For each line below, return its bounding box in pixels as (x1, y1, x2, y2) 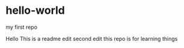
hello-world (5, 4, 66, 17)
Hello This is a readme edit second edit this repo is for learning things (5, 35, 178, 42)
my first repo (5, 23, 37, 31)
